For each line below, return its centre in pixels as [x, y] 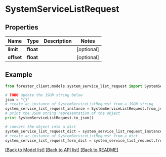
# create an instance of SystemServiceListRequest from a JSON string [79, 104]
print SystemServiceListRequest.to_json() [49, 118]
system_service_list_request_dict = [43, 131]
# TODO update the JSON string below [44, 95]
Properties [22, 27]
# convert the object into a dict [41, 126]
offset [15, 57]
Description [58, 41]
